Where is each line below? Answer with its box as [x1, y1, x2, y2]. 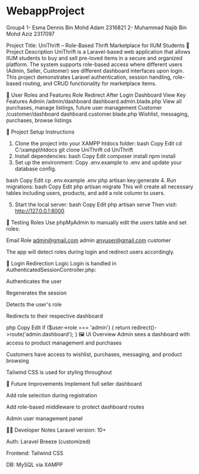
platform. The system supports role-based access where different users [6, 61, 183, 68]
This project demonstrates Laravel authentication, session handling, [6, 73, 172, 80]
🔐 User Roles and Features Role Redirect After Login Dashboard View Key [6, 91, 186, 98]
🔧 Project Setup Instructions [6, 128, 75, 135]
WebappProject [6, 4, 85, 18]
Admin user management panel [6, 414, 83, 422]
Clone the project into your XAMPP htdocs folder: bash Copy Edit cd [14, 140, 182, 147]
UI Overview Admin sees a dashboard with [86, 330, 190, 337]
